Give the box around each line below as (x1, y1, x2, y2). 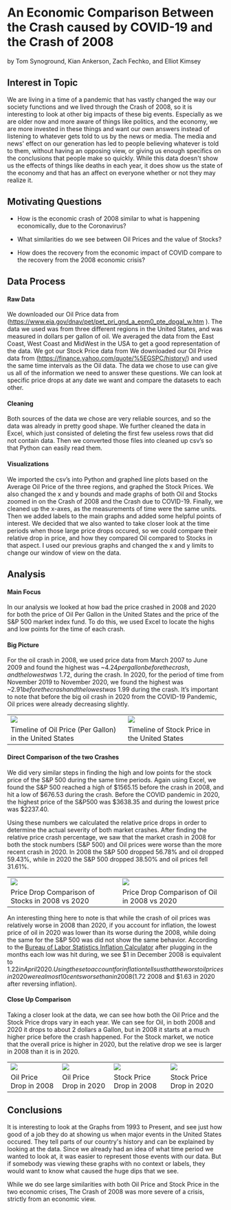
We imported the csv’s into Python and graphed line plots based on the (7, 475, 208, 484)
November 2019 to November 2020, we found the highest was (7, 678, 184, 686)
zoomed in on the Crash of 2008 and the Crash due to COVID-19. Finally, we (7, 497, 223, 505)
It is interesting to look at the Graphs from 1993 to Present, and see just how (7, 1122, 222, 1131)
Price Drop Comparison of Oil (122, 887, 218, 897)
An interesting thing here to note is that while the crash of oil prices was (7, 913, 211, 922)
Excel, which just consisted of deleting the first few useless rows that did (7, 429, 214, 437)
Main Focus (7, 588, 41, 596)
